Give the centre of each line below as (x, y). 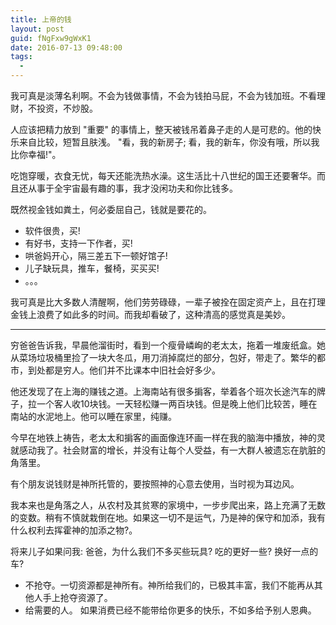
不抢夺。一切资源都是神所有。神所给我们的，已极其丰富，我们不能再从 (169, 585)
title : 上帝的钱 (41, 19)
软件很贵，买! (52, 230)
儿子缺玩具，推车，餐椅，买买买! (92, 268)
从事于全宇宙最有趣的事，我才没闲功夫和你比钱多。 (132, 188)
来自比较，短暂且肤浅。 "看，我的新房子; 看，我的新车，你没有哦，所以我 (169, 142)
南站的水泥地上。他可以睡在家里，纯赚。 (93, 416)
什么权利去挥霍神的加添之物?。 (74, 530)
